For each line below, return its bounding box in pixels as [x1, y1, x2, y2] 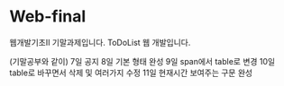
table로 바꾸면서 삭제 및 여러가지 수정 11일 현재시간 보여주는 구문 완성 [9, 67, 253, 78]
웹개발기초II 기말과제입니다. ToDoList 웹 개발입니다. [9, 37, 191, 47]
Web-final [9, 6, 87, 27]
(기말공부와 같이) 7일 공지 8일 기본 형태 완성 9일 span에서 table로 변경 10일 [9, 56, 276, 66]
